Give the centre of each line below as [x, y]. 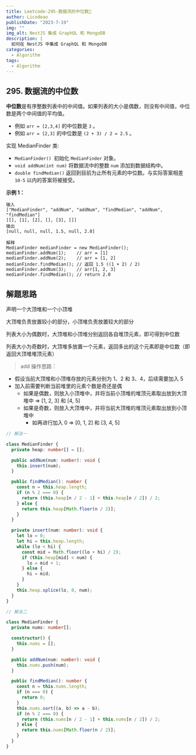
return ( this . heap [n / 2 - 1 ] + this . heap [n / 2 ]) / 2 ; [91, 498]
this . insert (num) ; [39, 466]
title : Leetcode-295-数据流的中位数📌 [49, 11]
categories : [20, 50]
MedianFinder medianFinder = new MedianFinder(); [68, 248]
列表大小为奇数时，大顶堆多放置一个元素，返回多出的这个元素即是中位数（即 [98, 346]
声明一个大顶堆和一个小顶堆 [39, 309]
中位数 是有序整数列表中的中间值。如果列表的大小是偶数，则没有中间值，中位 [98, 107]
